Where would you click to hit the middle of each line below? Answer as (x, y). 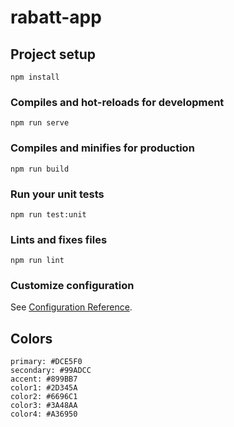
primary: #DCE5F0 (46, 362)
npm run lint (37, 261)
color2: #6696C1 (44, 397)
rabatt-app (56, 17)
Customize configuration (72, 286)
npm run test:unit (48, 214)
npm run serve (40, 123)
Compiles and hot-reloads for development (117, 102)
